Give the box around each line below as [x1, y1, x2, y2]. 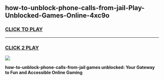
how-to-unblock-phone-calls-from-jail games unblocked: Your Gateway [5, 64, 155, 70]
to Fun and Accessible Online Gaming [5, 69, 83, 75]
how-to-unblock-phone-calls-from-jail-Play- [5, 4, 145, 12]
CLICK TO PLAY [5, 26, 43, 33]
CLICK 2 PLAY [5, 44, 39, 51]
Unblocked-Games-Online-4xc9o [5, 12, 110, 20]
